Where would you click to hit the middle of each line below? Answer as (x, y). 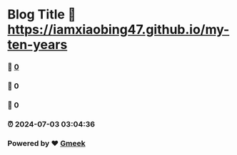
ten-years (37, 45)
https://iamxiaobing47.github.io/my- (118, 30)
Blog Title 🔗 (42, 15)
